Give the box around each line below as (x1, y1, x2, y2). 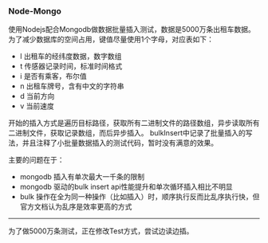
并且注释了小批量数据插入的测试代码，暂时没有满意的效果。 (22, 138, 218, 148)
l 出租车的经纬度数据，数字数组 (19, 52, 122, 61)
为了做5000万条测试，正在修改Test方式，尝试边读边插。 (8, 226, 194, 236)
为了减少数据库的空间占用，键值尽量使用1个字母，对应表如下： (8, 34, 214, 45)
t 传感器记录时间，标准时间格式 (19, 61, 123, 71)
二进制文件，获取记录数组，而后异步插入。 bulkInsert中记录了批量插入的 (8, 128, 246, 138)
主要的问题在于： (8, 155, 65, 165)
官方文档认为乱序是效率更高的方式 (19, 202, 132, 212)
